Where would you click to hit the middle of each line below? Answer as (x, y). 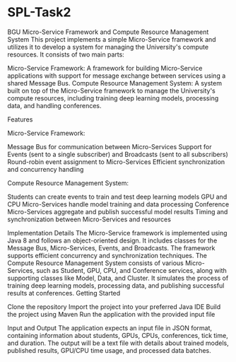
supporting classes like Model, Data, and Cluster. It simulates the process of (118, 278)
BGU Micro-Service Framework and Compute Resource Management (108, 32)
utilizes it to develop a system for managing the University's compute (108, 47)
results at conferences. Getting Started (64, 293)
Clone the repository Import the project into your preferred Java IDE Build (114, 306)
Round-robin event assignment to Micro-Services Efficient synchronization (116, 162)
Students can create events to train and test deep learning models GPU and (117, 197)
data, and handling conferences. (54, 105)
